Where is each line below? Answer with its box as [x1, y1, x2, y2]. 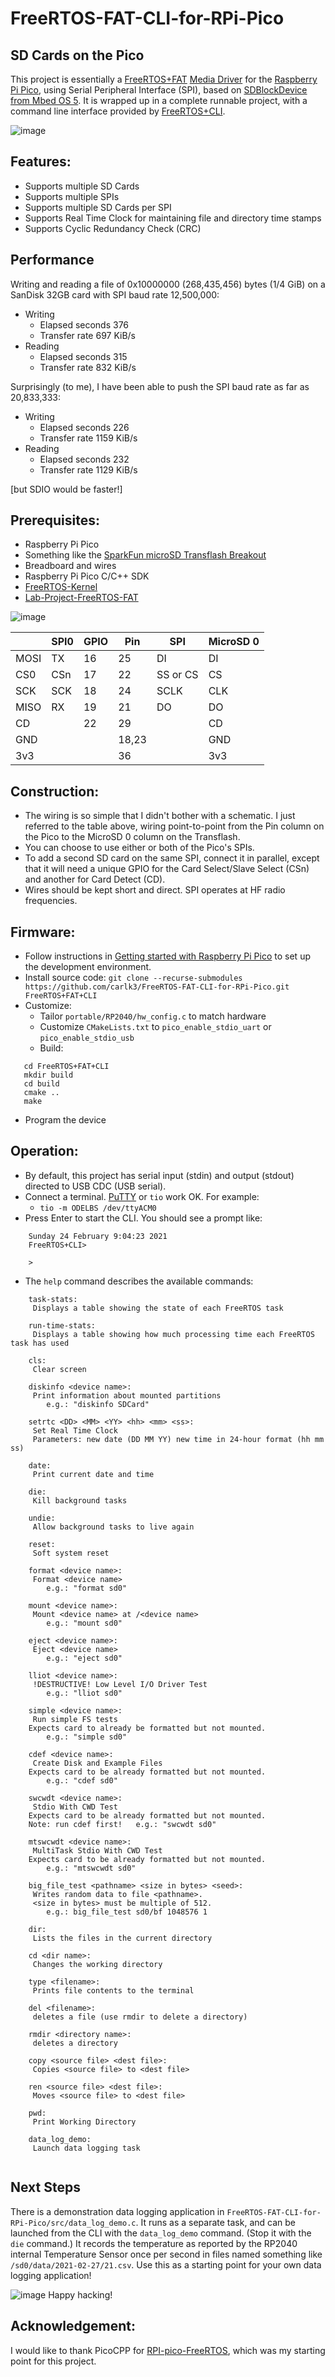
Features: [10, 153, 72, 171]
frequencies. [24, 895, 78, 907]
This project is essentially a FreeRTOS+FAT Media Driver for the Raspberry [10, 73, 318, 85]
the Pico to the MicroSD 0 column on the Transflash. [24, 831, 241, 843]
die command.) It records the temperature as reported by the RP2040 [10, 2237, 298, 2249]
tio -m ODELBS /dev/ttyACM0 [39, 1203, 157, 1213]
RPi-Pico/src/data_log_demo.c [10, 2218, 137, 2228]
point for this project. [10, 2355, 97, 2367]
